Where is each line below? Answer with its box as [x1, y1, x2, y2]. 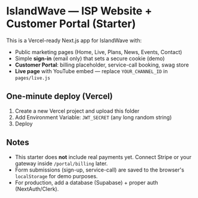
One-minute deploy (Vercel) [6, 91, 113, 101]
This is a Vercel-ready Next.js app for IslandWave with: [6, 37, 142, 44]
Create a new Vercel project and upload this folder [14, 107, 140, 115]
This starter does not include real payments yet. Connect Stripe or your [14, 153, 192, 160]
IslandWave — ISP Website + [6, 4, 152, 18]
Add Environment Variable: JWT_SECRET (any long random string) [14, 113, 172, 121]
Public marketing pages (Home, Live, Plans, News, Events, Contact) [14, 48, 182, 55]
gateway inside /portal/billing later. [14, 160, 108, 167]
